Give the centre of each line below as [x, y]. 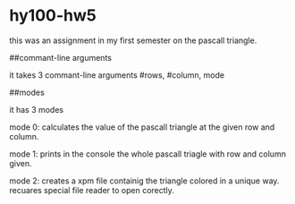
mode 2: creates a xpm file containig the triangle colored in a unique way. [144, 181]
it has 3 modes [37, 109]
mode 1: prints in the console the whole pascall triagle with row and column [147, 154]
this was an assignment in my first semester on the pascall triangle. [133, 40]
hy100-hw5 [53, 16]
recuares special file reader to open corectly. [92, 190]
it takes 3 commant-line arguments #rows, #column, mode [117, 75]
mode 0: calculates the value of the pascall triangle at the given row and [142, 127]
